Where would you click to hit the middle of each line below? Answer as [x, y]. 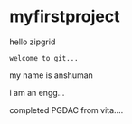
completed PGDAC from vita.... [66, 110]
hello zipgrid [33, 42]
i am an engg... [37, 92]
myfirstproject [65, 17]
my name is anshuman [51, 75]
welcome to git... [44, 58]
